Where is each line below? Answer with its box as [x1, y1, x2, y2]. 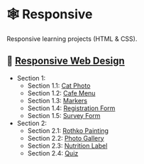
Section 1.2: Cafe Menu [27, 88, 96, 97]
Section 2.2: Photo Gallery [27, 134, 104, 142]
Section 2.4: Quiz [27, 148, 79, 157]
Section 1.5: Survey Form [27, 111, 101, 119]
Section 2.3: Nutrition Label [27, 141, 108, 150]
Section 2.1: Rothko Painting [27, 126, 109, 135]
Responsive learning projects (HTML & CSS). [6, 34, 138, 43]
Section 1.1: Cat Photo [27, 81, 91, 90]
